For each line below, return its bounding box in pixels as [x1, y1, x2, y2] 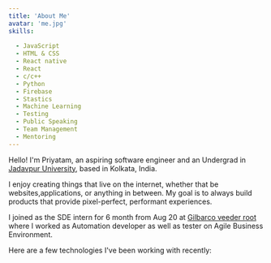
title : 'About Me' [8, 11, 71, 20]
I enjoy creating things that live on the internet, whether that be [8, 179, 219, 189]
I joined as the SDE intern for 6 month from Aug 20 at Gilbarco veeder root [8, 212, 257, 222]
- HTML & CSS [15, 50, 60, 58]
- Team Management [15, 125, 79, 133]
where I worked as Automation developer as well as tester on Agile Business [8, 221, 264, 231]
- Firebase [15, 87, 53, 96]
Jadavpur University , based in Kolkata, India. [8, 163, 157, 173]
